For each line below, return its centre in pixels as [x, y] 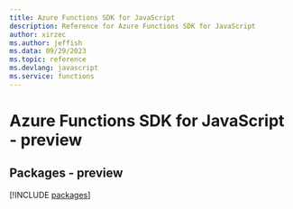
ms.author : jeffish [46, 43]
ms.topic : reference [48, 59]
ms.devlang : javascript [54, 68]
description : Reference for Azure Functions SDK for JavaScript [133, 26]
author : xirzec [38, 34]
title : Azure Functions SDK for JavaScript [92, 18]
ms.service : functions [52, 77]
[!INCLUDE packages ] [50, 195]
